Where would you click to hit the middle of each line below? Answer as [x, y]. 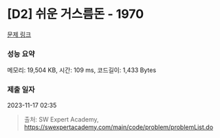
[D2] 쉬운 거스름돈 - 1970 [76, 14]
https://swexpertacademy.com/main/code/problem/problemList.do [119, 127]
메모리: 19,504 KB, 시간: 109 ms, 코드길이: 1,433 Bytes [82, 70]
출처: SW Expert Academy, [61, 119]
